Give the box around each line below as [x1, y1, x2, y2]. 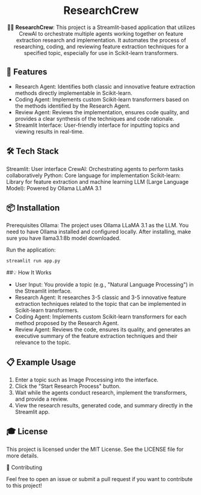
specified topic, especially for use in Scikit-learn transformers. [23, 49, 179, 56]
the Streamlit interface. [14, 288, 72, 295]
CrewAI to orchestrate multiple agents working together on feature [19, 30, 184, 37]
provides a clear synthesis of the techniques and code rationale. [14, 115, 175, 122]
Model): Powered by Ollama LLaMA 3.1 [6, 184, 102, 192]
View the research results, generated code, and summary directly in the [14, 402, 193, 409]
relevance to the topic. [14, 339, 71, 346]
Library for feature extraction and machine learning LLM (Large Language [6, 178, 189, 185]
